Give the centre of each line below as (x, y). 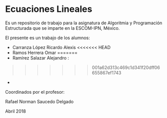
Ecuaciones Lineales (49, 9)
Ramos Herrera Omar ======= (45, 53)
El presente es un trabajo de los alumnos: (48, 38)
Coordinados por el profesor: (35, 92)
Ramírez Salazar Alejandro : (41, 58)
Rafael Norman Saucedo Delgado (39, 101)
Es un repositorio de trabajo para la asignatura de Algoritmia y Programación (84, 23)
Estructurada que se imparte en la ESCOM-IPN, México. (63, 28)
